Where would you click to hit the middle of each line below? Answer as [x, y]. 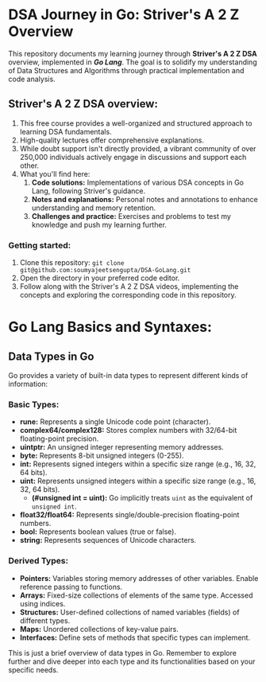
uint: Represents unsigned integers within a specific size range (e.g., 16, [138, 481]
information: [28, 384]
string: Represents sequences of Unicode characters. [108, 540]
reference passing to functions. [71, 587]
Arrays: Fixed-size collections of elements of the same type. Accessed [136, 595]
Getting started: [40, 245]
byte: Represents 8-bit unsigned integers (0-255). [102, 456]
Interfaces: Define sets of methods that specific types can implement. [135, 637]
